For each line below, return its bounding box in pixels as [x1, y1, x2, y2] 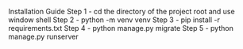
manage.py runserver [8, 32, 79, 41]
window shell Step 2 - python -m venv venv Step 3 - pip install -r [8, 15, 220, 24]
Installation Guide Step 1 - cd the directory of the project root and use [8, 7, 236, 16]
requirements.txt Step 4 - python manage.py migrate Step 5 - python [8, 24, 234, 32]
